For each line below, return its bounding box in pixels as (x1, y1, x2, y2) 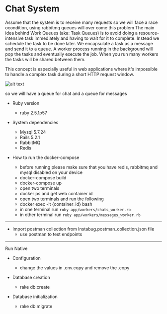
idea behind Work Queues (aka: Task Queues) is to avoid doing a (5, 30, 138, 36)
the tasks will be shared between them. (5, 56, 85, 62)
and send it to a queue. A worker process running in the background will (5, 46, 153, 52)
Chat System (5, 3, 60, 14)
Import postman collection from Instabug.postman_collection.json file (12, 226, 155, 232)
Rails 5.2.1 (19, 134, 40, 140)
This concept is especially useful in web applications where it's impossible (5, 66, 158, 72)
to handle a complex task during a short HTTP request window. (5, 71, 134, 77)
